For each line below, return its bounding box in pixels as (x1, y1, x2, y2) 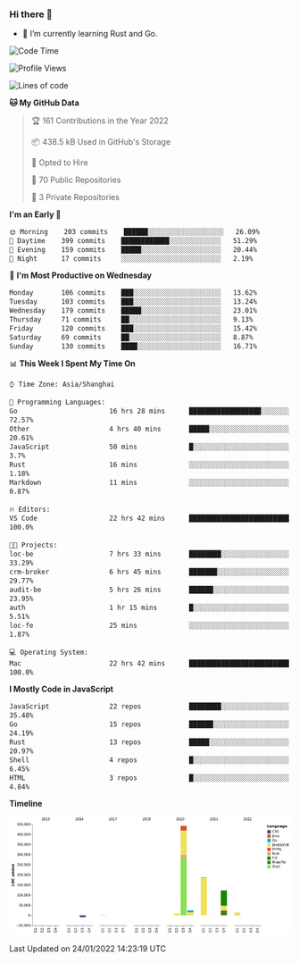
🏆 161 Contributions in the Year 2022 (30, 115, 170, 126)
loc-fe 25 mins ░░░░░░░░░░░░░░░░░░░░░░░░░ (9, 621, 290, 631)
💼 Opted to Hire (30, 157, 89, 168)
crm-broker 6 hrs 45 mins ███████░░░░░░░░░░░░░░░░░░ (9, 567, 290, 577)
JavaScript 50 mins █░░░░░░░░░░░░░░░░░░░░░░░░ (9, 442, 290, 452)
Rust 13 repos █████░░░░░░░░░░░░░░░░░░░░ (9, 738, 290, 747)
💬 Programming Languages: (9, 398, 105, 407)
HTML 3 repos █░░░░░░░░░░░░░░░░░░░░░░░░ (9, 774, 290, 783)
